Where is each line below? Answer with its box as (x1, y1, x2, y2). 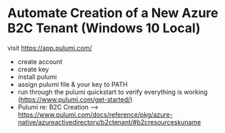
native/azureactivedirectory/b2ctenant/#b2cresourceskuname (17, 117, 201, 126)
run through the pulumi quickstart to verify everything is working (17, 87, 209, 96)
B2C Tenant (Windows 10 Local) (7, 20, 201, 36)
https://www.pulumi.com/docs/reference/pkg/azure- (17, 110, 173, 119)
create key (17, 65, 49, 73)
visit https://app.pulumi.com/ (7, 43, 93, 52)
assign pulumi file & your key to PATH (17, 80, 128, 88)
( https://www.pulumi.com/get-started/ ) (17, 95, 133, 104)
